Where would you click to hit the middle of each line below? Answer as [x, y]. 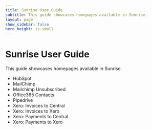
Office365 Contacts [34, 95]
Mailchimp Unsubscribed [39, 90]
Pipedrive [23, 100]
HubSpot [22, 79]
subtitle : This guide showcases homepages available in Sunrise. [76, 15]
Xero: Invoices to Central [39, 106]
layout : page [19, 19]
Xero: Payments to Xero [38, 122]
